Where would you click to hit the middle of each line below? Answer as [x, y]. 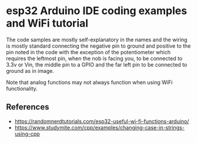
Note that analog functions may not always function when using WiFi [89, 82]
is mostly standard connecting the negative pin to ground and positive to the [98, 46]
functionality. [22, 88]
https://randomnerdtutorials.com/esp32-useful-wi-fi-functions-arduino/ [102, 121]
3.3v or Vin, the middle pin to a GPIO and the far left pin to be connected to [97, 64]
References [28, 107]
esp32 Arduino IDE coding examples [96, 11]
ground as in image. [30, 71]
